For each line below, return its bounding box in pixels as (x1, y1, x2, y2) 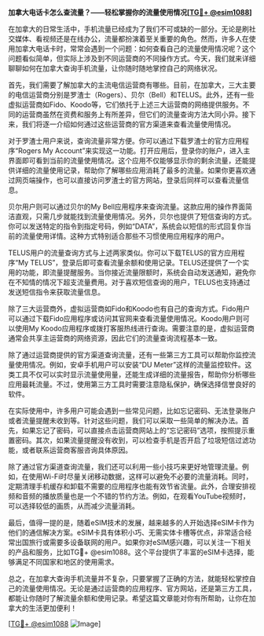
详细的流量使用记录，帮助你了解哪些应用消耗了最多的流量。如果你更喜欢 (14, 166, 249, 175)
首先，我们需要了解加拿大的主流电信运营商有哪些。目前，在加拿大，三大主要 (8, 80, 256, 90)
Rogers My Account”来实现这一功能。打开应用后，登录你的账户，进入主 (18, 146, 251, 155)
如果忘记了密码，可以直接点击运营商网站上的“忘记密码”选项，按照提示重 (21, 426, 255, 435)
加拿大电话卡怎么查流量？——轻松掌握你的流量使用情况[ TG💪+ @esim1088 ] (8, 8, 253, 16)
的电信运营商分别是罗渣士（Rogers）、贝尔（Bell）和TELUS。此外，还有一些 (8, 90, 255, 99)
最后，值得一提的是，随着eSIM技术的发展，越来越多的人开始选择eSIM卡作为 (8, 518, 255, 527)
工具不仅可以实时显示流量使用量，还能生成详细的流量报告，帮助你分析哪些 (14, 370, 256, 379)
